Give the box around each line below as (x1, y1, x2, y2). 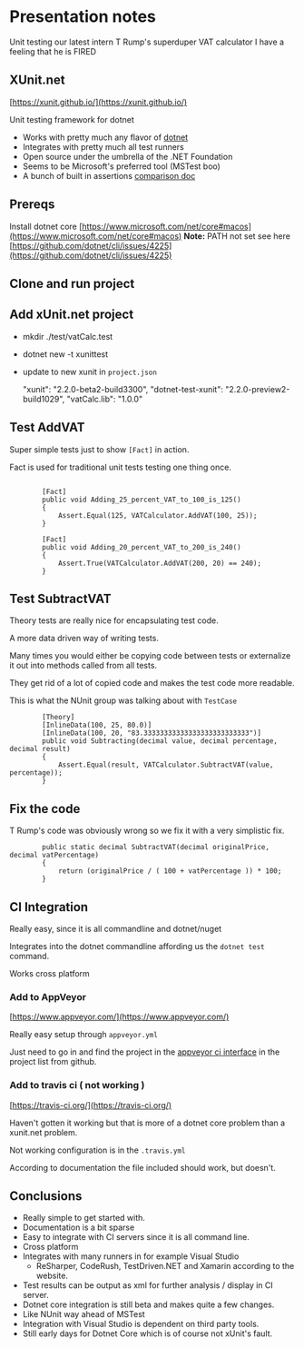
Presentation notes (9, 6, 157, 27)
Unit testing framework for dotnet (9, 114, 134, 124)
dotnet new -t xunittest (22, 348, 109, 360)
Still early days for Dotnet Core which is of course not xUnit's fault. (22, 1328, 273, 1339)
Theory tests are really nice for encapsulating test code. (9, 615, 220, 626)
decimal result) (9, 745, 71, 754)
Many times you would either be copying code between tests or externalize (9, 650, 291, 661)
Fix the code (9, 801, 81, 817)
